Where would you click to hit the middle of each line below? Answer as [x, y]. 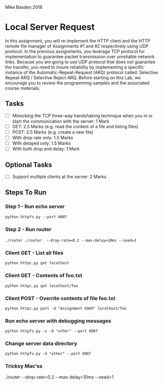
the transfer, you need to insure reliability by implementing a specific [75, 67]
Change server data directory [41, 343]
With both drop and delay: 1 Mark [46, 149]
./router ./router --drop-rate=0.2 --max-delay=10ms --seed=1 [71, 240]
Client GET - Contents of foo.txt [44, 276]
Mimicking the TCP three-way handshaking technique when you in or [82, 115]
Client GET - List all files [34, 253]
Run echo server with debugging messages [58, 321]
